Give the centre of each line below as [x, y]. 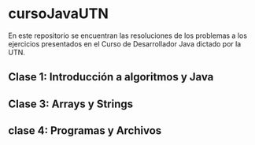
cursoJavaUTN [58, 14]
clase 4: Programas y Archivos [85, 131]
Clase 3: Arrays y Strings [71, 104]
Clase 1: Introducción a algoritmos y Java [111, 77]
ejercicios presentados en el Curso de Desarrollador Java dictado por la [125, 43]
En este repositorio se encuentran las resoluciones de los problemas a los [128, 35]
